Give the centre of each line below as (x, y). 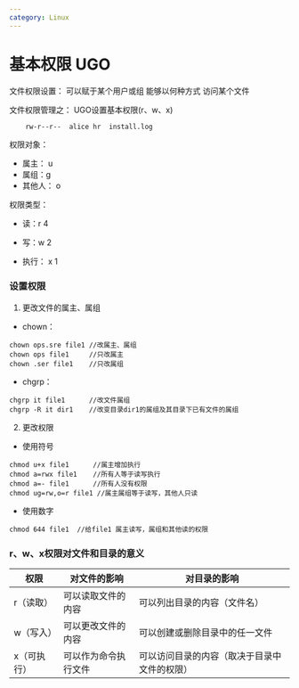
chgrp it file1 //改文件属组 (70, 400)
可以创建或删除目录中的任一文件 (206, 633)
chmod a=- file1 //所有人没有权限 (78, 483)
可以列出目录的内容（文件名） (201, 602)
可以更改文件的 (94, 627)
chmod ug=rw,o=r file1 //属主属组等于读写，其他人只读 (104, 493)
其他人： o (41, 185)
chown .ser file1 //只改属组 (67, 364)
